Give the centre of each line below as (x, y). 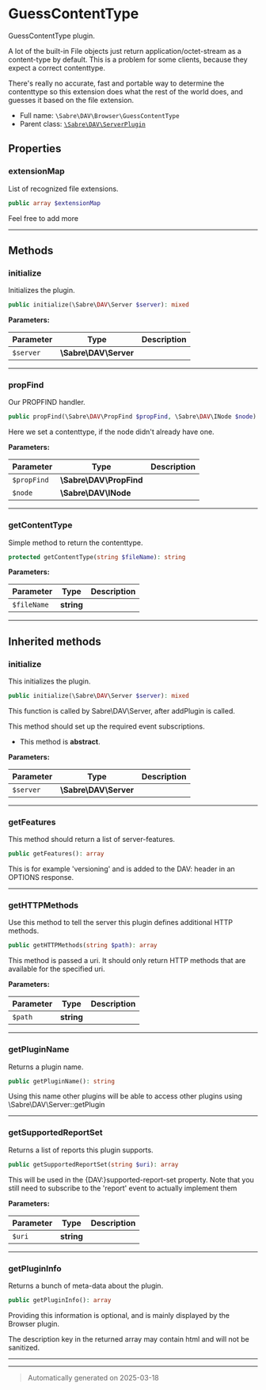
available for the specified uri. (57, 969)
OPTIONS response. (41, 878)
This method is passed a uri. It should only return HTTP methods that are (127, 961)
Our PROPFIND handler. (47, 402)
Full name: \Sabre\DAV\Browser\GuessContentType (99, 115)
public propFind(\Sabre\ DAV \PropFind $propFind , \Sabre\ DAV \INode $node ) (133, 417)
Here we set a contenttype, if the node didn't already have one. (112, 432)
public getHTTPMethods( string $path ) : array (83, 946)
